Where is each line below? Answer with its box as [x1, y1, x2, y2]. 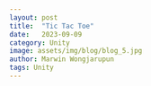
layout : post [9, 13, 58, 22]
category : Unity [9, 38, 70, 47]
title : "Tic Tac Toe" [9, 21, 94, 30]
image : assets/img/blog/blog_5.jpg [9, 47, 143, 56]
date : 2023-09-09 [9, 30, 83, 39]
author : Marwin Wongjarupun [9, 55, 115, 64]
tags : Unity [9, 64, 54, 73]
